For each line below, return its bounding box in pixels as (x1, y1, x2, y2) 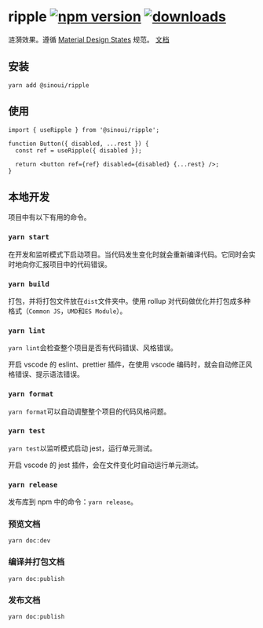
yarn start (8, 232, 49, 242)
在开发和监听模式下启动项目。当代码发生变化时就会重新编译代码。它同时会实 (8, 250, 256, 259)
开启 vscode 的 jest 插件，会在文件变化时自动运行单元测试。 (8, 460, 203, 469)
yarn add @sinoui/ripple (8, 81, 89, 89)
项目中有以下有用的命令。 (8, 213, 91, 222)
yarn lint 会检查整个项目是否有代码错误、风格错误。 (8, 343, 178, 352)
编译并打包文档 (8, 557, 65, 568)
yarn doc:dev (8, 537, 51, 545)
